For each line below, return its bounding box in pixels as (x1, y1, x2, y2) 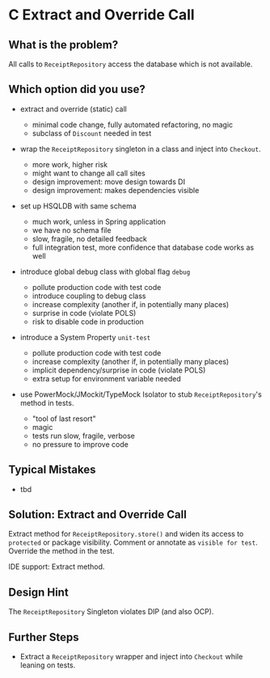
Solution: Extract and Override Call (8, 507, 188, 522)
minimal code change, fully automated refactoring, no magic (32, 120, 234, 129)
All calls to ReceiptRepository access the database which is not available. (8, 59, 253, 69)
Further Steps (8, 630, 79, 644)
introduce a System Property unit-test (19, 332, 151, 342)
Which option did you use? (8, 82, 146, 96)
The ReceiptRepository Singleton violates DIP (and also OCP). (8, 607, 214, 617)
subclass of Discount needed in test (32, 128, 152, 138)
